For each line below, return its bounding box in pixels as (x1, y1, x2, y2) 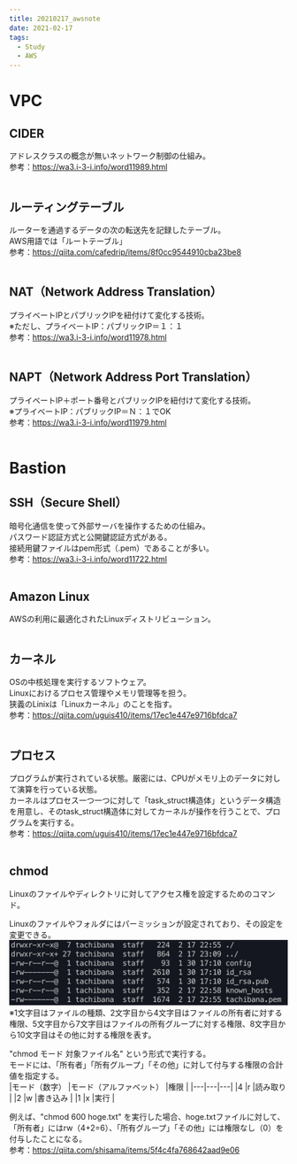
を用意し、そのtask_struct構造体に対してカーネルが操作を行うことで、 (9, 806, 265, 816)
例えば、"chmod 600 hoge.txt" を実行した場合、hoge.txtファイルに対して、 (9, 1111, 286, 1122)
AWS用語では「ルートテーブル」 (9, 235, 127, 246)
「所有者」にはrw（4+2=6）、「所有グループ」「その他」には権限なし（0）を (9, 1122, 285, 1133)
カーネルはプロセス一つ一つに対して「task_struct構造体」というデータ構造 (9, 795, 281, 806)
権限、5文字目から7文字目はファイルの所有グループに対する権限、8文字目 (9, 1018, 278, 1029)
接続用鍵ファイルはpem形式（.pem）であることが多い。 (9, 543, 214, 553)
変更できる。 (9, 929, 56, 940)
